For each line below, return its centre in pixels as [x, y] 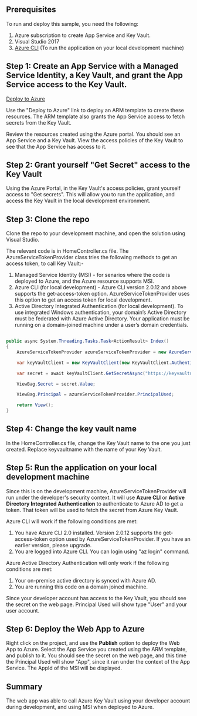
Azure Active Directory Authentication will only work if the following [88, 563]
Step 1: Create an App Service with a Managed [92, 66]
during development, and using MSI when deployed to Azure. [80, 707]
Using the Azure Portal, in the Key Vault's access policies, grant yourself [93, 188]
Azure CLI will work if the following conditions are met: [72, 521]
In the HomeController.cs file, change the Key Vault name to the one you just [98, 443]
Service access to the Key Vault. [67, 85]
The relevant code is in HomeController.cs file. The [67, 251]
